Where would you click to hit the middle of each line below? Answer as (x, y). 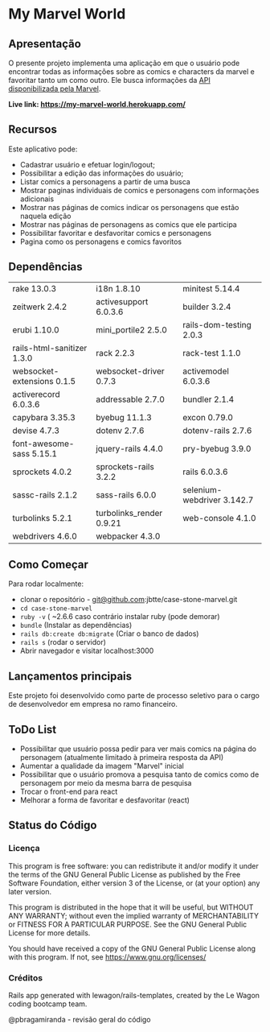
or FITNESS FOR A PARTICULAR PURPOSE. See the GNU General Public (128, 924)
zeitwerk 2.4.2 (40, 307)
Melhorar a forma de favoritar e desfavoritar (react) (105, 800)
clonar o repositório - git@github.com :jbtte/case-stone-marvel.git (129, 600)
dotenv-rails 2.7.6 (217, 430)
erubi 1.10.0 (36, 329)
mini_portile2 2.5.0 (131, 329)
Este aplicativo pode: (43, 149)
